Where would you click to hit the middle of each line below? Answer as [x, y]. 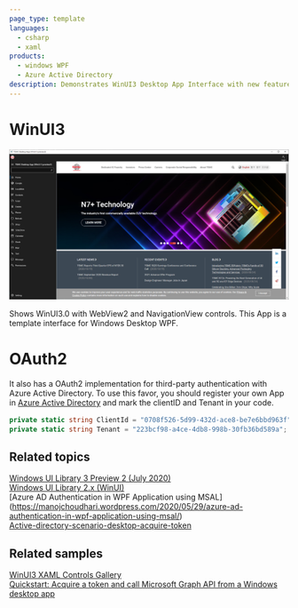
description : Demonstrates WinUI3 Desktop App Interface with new [134, 84]
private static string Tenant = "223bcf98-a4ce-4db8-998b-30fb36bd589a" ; [149, 429]
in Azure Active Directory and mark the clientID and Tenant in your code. [141, 402]
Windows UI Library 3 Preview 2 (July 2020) [90, 478]
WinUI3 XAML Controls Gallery [66, 575]
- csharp [33, 37]
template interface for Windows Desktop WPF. [94, 323]
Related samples [56, 553]
